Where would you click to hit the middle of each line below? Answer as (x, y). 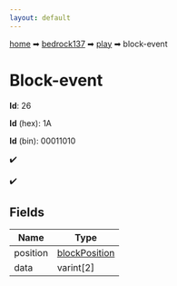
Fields (27, 212)
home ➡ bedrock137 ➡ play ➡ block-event (88, 44)
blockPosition (86, 253)
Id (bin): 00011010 (43, 141)
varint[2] (76, 268)
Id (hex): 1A (31, 123)
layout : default (40, 18)
